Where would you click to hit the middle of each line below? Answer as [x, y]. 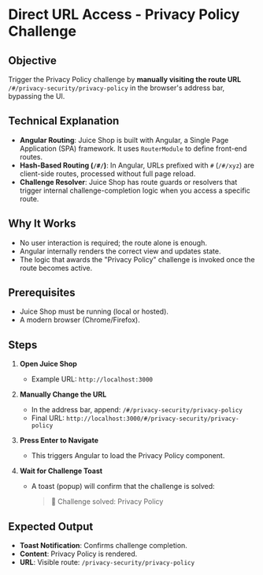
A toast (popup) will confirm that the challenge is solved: [123, 487]
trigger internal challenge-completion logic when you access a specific [135, 190]
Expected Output [51, 526]
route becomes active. [56, 268]
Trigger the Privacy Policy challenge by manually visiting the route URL [125, 79]
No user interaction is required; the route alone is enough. [113, 242]
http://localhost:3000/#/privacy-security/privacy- [153, 419]
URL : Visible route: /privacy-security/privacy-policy [107, 562]
